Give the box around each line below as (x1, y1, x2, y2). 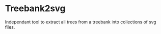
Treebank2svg (5, 3, 66, 14)
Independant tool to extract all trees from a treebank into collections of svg (5, 19, 157, 25)
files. (5, 24, 15, 30)
